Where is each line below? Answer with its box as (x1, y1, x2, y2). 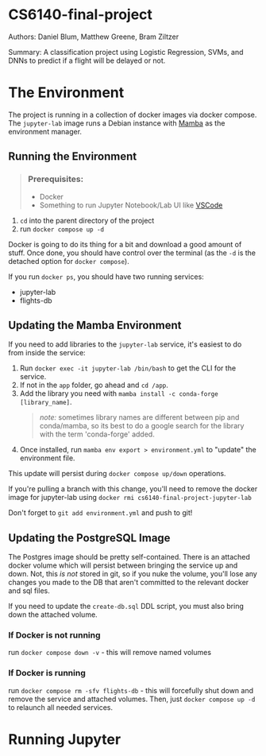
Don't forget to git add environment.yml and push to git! (8, 508, 193, 518)
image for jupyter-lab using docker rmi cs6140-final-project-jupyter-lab (8, 493, 252, 502)
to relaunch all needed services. (8, 702, 114, 712)
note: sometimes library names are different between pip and (39, 413, 240, 422)
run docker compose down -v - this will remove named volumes (8, 648, 212, 657)
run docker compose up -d (19, 224, 105, 234)
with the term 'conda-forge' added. (39, 429, 155, 439)
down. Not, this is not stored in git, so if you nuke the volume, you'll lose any (8, 569, 258, 579)
